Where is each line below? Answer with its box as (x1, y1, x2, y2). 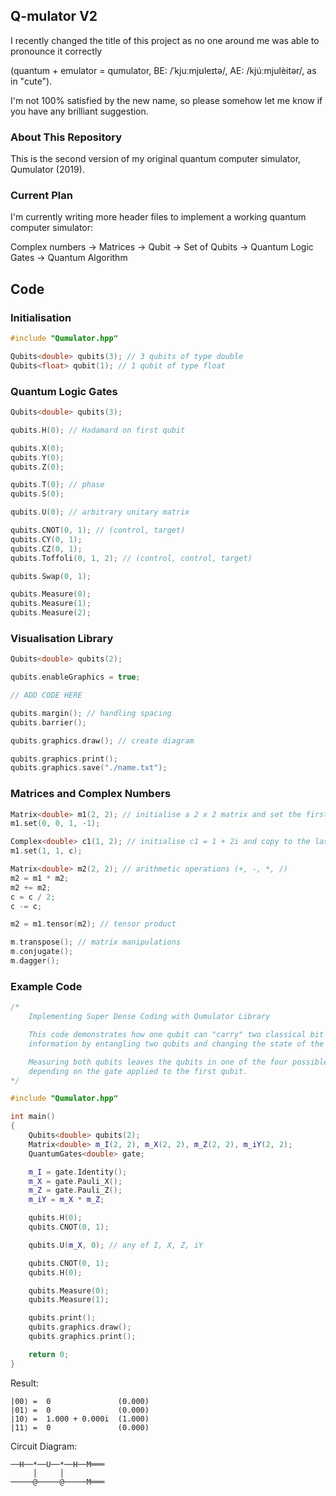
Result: (10, 1377, 39, 1389)
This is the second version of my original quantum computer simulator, (10, 153, 302, 165)
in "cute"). (10, 75, 53, 87)
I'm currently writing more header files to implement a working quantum (10, 211, 307, 223)
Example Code (10, 979, 83, 993)
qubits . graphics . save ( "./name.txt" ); (10, 763, 168, 773)
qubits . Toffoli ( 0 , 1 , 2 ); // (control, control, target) (10, 553, 253, 563)
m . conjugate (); (10, 947, 74, 957)
